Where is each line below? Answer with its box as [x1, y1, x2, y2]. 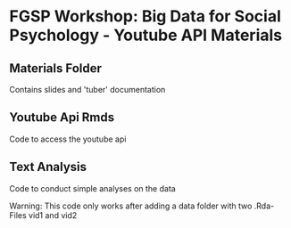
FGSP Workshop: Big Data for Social [9, 6, 281, 27]
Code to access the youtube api [9, 134, 127, 144]
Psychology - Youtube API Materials [9, 25, 283, 45]
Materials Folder [9, 61, 103, 76]
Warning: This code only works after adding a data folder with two [9, 200, 253, 211]
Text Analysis [9, 159, 87, 175]
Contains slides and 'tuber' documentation [9, 85, 166, 94]
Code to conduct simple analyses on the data [9, 183, 176, 193]
